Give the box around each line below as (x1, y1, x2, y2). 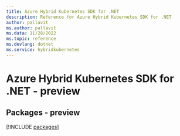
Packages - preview (6, 108, 80, 118)
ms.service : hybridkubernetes (6, 47, 80, 53)
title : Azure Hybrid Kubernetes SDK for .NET (6, 8, 119, 15)
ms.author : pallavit (6, 25, 57, 31)
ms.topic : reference (6, 36, 57, 42)
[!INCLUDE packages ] (6, 123, 59, 130)
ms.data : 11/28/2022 (6, 30, 57, 36)
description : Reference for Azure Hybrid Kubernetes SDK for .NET (6, 14, 172, 20)
